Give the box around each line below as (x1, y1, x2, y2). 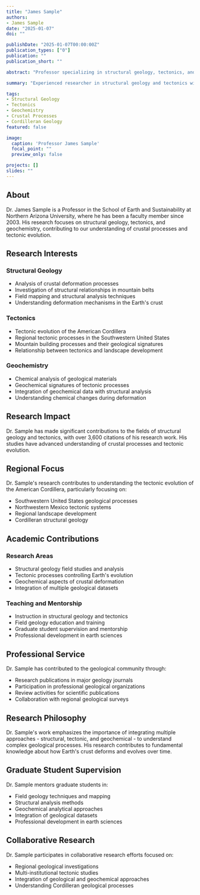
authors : (6, 14, 28, 20)
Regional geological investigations (14, 863, 99, 870)
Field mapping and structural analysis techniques (14, 293, 136, 300)
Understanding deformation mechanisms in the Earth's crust (14, 299, 163, 306)
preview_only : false (11, 152, 62, 158)
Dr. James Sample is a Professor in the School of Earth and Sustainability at (6, 206, 192, 213)
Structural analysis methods (14, 799, 84, 806)
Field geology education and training (14, 619, 105, 626)
